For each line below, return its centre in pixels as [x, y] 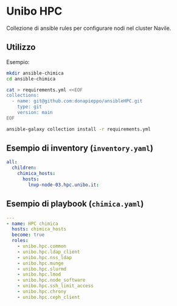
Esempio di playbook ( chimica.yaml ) [75, 204]
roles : [20, 241]
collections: [23, 96]
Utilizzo [21, 47]
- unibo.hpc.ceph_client [49, 297]
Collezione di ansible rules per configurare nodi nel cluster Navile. [89, 28]
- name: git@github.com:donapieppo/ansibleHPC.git [77, 101]
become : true [28, 235]
